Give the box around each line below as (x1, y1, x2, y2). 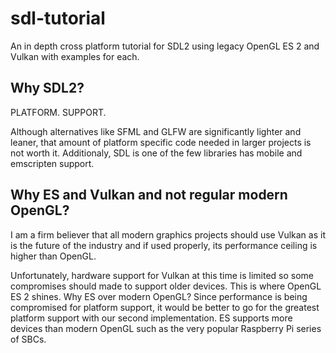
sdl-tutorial (10, 7, 106, 30)
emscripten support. (10, 157, 95, 169)
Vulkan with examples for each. (10, 50, 140, 62)
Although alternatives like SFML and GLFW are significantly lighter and (10, 125, 302, 137)
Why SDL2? (10, 80, 85, 97)
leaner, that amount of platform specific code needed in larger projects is (10, 136, 312, 148)
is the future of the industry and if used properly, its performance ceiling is (10, 239, 318, 251)
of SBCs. (10, 333, 47, 345)
